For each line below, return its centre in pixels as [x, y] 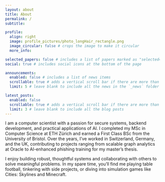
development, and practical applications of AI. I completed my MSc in [75, 128]
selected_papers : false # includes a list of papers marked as [71, 60]
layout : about [20, 10]
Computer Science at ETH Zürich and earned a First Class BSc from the [77, 134]
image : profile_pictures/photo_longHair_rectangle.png [67, 42]
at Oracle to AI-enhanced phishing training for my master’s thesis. [72, 149]
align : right [23, 37]
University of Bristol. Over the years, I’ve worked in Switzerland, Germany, [80, 139]
